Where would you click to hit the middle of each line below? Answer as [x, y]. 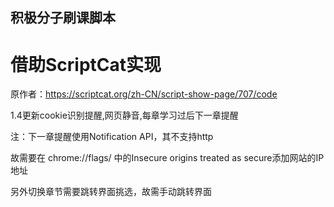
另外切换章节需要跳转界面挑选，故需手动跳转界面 [111, 192]
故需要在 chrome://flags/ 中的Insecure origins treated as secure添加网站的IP [167, 158]
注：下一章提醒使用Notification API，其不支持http [112, 137]
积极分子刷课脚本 [63, 18]
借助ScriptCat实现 [86, 64]
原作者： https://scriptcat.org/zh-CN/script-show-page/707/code [144, 94]
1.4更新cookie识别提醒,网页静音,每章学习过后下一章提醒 [124, 115]
